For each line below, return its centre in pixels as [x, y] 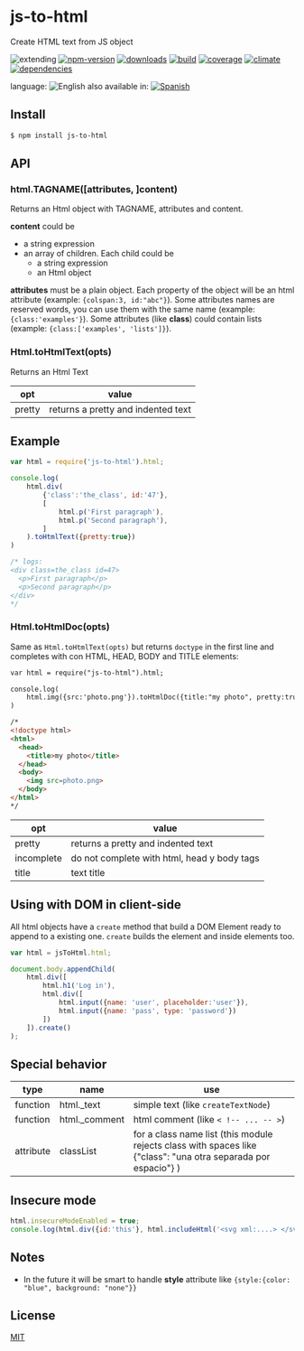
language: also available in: [80, 86]
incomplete [38, 858]
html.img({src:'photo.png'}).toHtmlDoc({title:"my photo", [140, 697]
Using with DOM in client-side [96, 905]
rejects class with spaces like [195, 1146]
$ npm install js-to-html [59, 135]
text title [88, 872]
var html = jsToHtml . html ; [61, 953]
